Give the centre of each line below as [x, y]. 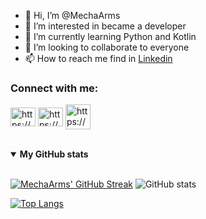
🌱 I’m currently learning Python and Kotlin [110, 36]
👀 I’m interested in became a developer [105, 26]
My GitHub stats [54, 154]
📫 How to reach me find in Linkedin [98, 58]
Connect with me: [54, 88]
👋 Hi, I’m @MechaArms [72, 15]
